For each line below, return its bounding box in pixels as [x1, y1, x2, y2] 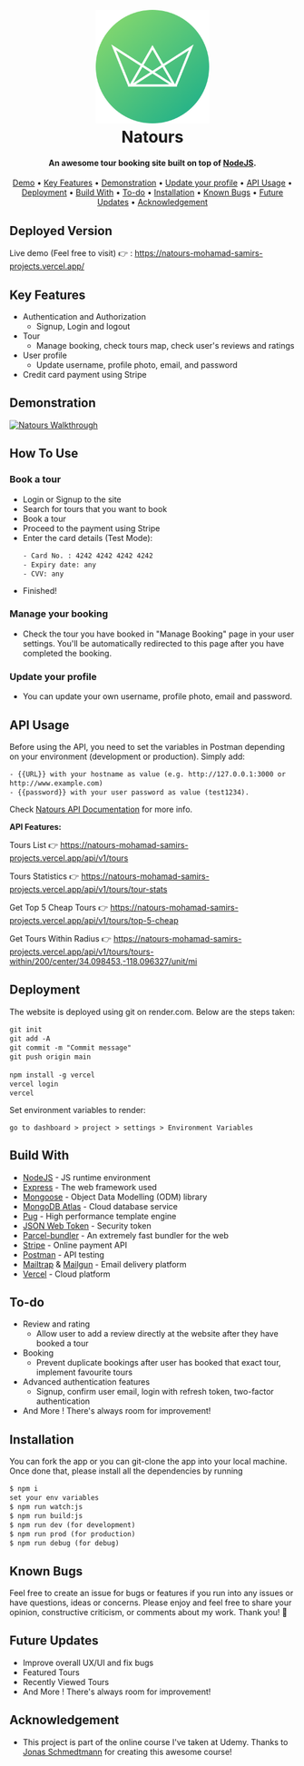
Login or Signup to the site [22, 494, 123, 505]
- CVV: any [22, 569, 64, 578]
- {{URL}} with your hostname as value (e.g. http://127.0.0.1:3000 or [9, 769, 286, 779]
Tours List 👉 [9, 839, 59, 850]
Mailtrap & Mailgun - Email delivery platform [22, 1258, 188, 1269]
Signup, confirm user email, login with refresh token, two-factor [35, 1386, 274, 1397]
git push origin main [9, 1052, 92, 1061]
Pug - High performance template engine [22, 1210, 177, 1221]
